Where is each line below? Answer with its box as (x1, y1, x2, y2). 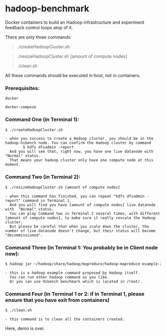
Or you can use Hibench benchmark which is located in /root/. (9, 279, 142, 284)
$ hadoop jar (5, 261, 32, 266)
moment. (5, 162, 21, 167)
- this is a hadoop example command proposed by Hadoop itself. (5, 270, 140, 275)
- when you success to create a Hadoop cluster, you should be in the (5, 136, 154, 141)
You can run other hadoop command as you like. (9, 275, 110, 280)
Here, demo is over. (5, 325, 45, 331)
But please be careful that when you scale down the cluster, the (9, 224, 149, 229)
